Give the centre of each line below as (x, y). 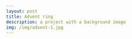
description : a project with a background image (66, 22)
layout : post (22, 11)
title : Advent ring (30, 17)
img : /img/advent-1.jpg (35, 27)
